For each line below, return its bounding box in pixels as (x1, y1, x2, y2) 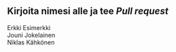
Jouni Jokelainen (7, 31, 56, 39)
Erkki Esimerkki (7, 23, 51, 31)
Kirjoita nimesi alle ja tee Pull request (7, 5, 168, 17)
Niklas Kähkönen (7, 38, 55, 47)
